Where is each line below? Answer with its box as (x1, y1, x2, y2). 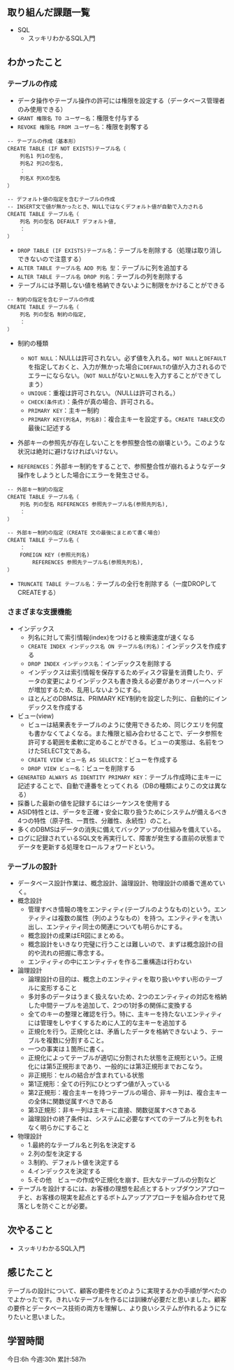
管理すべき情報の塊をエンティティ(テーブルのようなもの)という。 (27, 905, 214, 913)
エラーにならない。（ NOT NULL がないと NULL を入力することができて (27, 371, 216, 379)
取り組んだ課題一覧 (7, 6, 90, 19)
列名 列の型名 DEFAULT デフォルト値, (20, 218, 117, 225)
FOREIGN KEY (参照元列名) (20, 551, 90, 559)
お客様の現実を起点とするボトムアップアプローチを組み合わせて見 (36, 1193, 226, 1202)
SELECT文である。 (40, 746, 94, 755)
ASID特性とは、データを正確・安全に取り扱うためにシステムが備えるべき (17, 807, 228, 816)
